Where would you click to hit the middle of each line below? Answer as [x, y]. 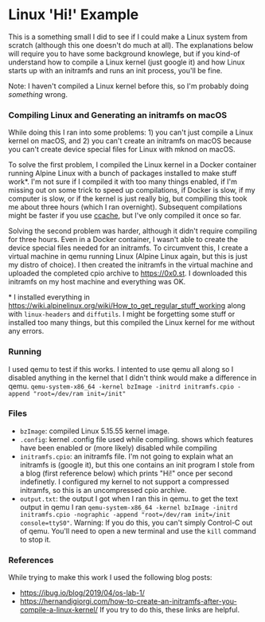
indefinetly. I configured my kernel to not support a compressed [124, 481]
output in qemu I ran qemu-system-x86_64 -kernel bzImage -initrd [129, 507]
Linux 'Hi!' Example [74, 15]
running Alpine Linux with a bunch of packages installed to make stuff [123, 174]
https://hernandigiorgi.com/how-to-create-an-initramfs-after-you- [128, 601]
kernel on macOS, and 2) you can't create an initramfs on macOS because [130, 141]
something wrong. [38, 94]
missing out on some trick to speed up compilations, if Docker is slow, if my [132, 190]
